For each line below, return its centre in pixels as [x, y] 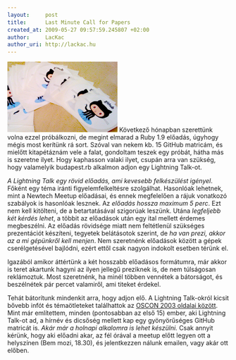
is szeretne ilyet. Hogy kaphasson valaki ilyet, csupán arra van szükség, [112, 160]
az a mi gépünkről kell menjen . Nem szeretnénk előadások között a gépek [114, 241]
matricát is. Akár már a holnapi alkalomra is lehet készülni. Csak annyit [110, 328]
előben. [18, 350]
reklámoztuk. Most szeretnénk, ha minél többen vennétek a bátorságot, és [115, 277]
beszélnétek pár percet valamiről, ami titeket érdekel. [84, 285]
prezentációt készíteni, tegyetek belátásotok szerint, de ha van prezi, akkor [117, 233]
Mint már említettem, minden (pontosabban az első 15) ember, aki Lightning [117, 313]
